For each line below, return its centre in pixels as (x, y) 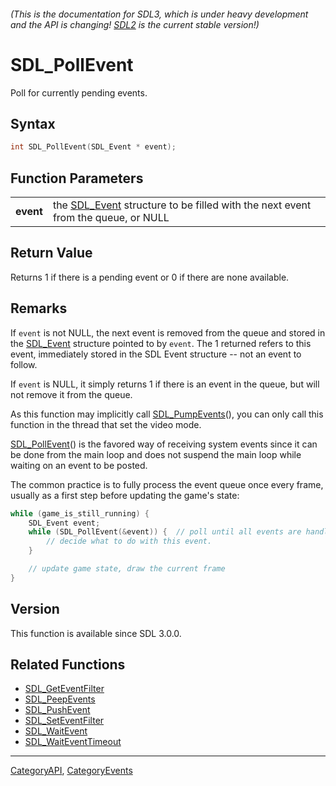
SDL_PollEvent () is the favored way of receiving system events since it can (164, 444)
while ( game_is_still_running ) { (80, 513)
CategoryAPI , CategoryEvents (71, 771)
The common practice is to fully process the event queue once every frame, (167, 484)
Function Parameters (77, 178)
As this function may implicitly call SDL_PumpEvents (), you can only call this (167, 414)
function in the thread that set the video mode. (106, 424)
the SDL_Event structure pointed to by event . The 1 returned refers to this (161, 343)
